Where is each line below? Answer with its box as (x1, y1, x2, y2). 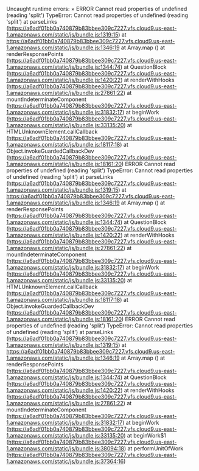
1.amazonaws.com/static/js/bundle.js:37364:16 (6, 458, 124, 465)
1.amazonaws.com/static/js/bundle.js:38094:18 (6, 445, 125, 452)
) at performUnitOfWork (124, 445, 184, 452)
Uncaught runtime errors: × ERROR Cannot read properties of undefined (6, 5, 187, 12)
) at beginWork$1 (124, 432, 166, 439)
